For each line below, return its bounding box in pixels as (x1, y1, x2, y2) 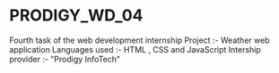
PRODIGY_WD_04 (9, 5, 144, 26)
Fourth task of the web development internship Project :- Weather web (9, 35, 271, 45)
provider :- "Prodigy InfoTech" (9, 53, 121, 64)
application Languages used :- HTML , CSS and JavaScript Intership (9, 44, 262, 54)
